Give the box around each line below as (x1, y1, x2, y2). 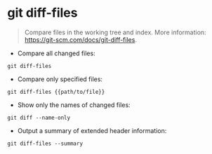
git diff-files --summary (7, 140, 83, 147)
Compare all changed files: (17, 49, 96, 57)
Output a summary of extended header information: (17, 126, 167, 134)
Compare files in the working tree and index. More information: (24, 28, 206, 36)
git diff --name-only (7, 114, 71, 121)
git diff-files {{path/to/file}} (7, 88, 105, 95)
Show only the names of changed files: (17, 100, 131, 109)
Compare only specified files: (17, 75, 103, 83)
